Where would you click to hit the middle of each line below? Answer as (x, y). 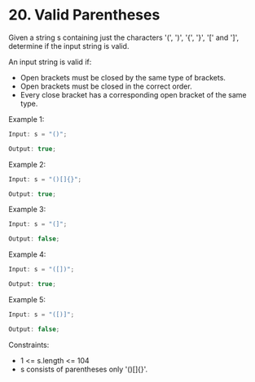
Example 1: (26, 119)
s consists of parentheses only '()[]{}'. (84, 369)
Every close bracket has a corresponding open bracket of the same (133, 94)
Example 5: (27, 299)
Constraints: (29, 345)
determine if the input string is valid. (69, 46)
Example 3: (27, 210)
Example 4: (27, 254)
